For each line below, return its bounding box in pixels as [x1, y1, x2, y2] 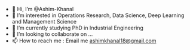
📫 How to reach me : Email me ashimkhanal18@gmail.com [11, 37, 157, 44]
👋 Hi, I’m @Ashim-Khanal [11, 6, 74, 12]
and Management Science [11, 18, 77, 25]
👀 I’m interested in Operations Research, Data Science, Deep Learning [11, 12, 185, 19]
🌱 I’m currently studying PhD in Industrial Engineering [11, 24, 143, 31]
